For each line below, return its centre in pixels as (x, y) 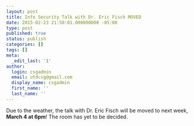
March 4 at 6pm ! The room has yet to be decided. (67, 117)
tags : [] (17, 50)
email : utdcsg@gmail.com (42, 77)
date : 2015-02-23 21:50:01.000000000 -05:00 (62, 22)
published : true (26, 34)
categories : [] (25, 45)
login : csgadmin (31, 72)
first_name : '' (30, 88)
